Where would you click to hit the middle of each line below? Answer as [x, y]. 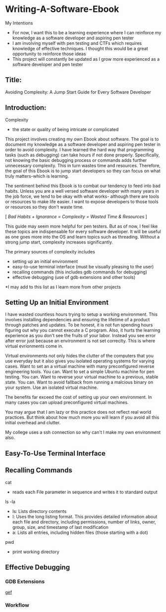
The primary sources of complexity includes [50, 251]
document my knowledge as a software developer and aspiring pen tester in [83, 144]
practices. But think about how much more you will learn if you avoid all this [82, 417]
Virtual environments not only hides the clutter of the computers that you [79, 356]
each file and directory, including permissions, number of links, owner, [84, 522]
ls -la [10, 501]
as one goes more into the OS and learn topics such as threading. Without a [83, 237]
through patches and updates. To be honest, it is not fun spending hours [79, 325]
